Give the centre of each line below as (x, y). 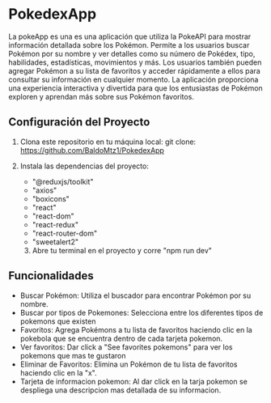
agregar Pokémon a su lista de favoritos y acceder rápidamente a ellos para (134, 70)
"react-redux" (55, 224)
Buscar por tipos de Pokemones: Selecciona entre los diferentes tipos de (142, 312)
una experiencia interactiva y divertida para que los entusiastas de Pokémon (135, 88)
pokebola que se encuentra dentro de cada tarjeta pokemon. (121, 338)
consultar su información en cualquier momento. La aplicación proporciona (133, 79)
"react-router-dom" (65, 233)
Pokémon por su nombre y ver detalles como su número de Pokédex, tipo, (132, 53)
